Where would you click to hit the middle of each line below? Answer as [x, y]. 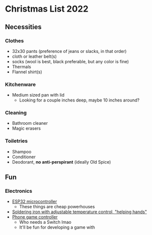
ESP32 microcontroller [34, 201]
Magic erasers [26, 128]
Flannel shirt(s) [27, 72]
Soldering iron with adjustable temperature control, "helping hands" [79, 212]
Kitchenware [21, 84]
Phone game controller [35, 217]
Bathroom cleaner [30, 123]
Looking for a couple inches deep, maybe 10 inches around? [79, 100]
